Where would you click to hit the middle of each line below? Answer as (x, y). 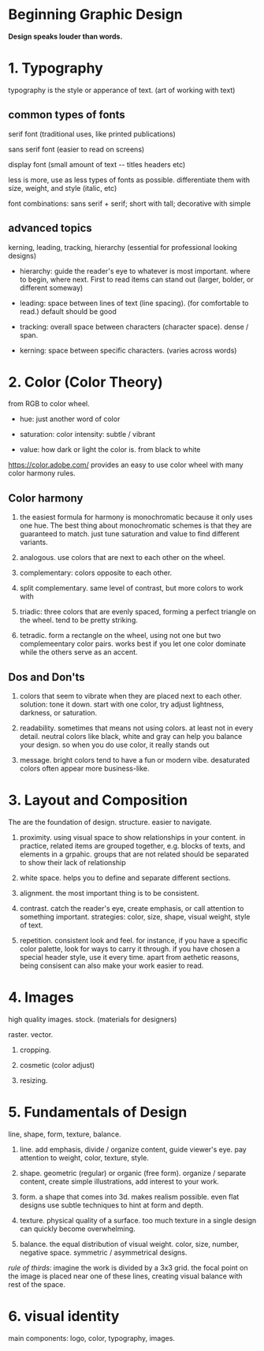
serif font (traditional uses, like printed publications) (92, 134)
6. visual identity (64, 1317)
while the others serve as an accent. (78, 652)
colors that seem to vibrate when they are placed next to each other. (130, 696)
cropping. (35, 1050)
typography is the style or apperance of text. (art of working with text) (122, 90)
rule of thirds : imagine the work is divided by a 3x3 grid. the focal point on (128, 1267)
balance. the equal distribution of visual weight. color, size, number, (129, 1244)
